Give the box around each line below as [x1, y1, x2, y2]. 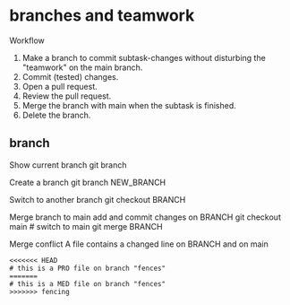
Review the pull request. [21, 91, 112, 101]
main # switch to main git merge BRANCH [9, 221, 163, 231]
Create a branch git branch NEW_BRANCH [9, 177, 166, 187]
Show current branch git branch [9, 159, 127, 170]
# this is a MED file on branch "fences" [9, 279, 166, 288]
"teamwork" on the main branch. [21, 62, 143, 73]
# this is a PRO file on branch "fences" [9, 264, 166, 273]
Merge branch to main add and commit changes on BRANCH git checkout [9, 212, 282, 222]
